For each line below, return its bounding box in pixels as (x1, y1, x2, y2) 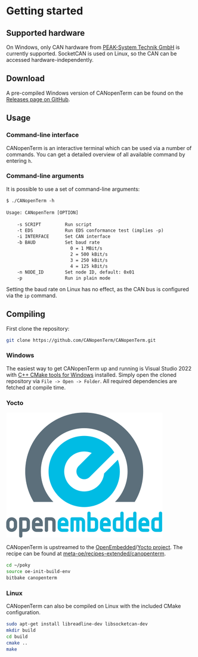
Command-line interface (6, 131, 79, 139)
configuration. (6, 609, 41, 616)
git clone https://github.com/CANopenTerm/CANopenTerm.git (6, 337, 156, 343)
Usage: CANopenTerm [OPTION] (6, 210, 79, 216)
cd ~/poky (6, 562, 31, 568)
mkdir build (6, 627, 36, 633)
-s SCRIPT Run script (17, 222, 92, 228)
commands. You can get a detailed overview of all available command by (6, 151, 185, 158)
